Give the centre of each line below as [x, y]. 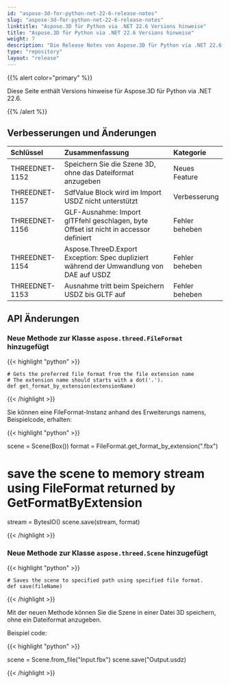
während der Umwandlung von [114, 266]
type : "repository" [35, 52]
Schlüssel [27, 152]
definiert [78, 237]
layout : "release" [33, 58]
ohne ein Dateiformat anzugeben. [54, 620]
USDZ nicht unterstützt [101, 201]
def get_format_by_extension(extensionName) [72, 386]
